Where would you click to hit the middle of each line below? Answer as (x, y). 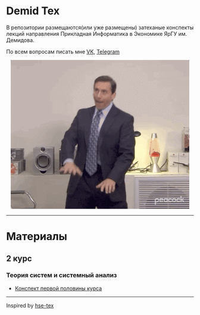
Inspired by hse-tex (30, 305)
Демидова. (20, 40)
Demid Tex (33, 11)
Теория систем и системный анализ (62, 275)
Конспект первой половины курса (58, 288)
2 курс (19, 258)
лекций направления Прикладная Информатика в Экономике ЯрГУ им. (97, 33)
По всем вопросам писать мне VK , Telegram (63, 51)
